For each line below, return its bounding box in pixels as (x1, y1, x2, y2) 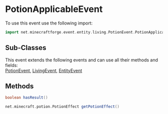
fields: (5, 62, 18, 68)
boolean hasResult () (5, 95, 48, 100)
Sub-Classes (5, 43, 46, 52)
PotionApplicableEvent (5, 3, 103, 15)
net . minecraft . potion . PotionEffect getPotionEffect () (5, 104, 120, 109)
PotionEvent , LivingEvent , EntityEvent (5, 67, 82, 73)
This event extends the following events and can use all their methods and (5, 56, 158, 63)
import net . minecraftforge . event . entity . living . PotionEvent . (5, 29, 135, 34)
